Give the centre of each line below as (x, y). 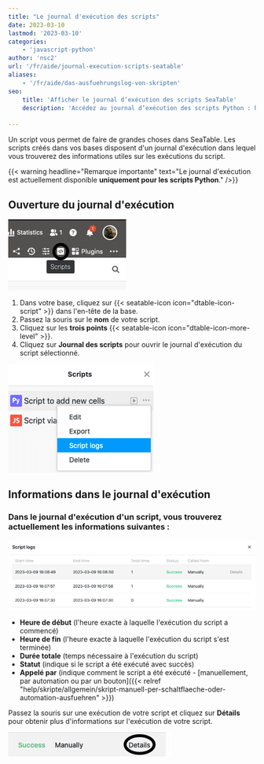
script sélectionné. (49, 352)
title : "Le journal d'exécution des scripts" (84, 17)
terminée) (35, 648)
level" (29, 336)
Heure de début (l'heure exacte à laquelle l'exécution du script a (124, 622)
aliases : (22, 75)
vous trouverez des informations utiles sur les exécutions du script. (117, 157)
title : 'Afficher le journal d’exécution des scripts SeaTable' (130, 100)
